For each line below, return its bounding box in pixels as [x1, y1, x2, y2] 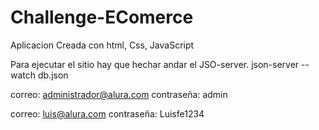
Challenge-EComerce [10, 6, 194, 29]
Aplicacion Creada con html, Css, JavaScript [10, 39, 195, 51]
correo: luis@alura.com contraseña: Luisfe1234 [10, 107, 205, 120]
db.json [37, 69, 69, 81]
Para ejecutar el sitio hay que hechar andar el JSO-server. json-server [10, 58, 300, 70]
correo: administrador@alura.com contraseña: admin [10, 88, 228, 100]
